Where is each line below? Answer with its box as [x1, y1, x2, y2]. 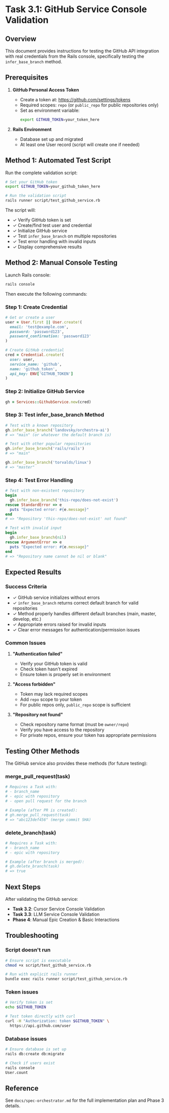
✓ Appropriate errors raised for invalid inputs [12, 621, 106, 627]
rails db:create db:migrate [5, 1051, 65, 1056]
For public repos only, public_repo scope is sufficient [20, 702, 131, 708]
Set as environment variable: [20, 107, 80, 113]
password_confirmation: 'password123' [10, 334, 92, 339]
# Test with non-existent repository [5, 488, 85, 493]
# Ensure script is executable [5, 958, 71, 963]
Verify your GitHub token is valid [20, 661, 87, 667]
